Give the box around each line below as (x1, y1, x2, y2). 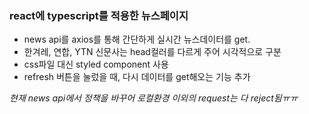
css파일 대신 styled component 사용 (23, 58, 169, 71)
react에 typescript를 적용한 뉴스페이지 (9, 8, 189, 22)
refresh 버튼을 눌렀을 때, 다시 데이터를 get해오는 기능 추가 (23, 71, 251, 83)
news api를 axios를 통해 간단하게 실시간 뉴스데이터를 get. (23, 33, 251, 46)
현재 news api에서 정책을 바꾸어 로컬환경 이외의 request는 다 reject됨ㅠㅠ (9, 92, 299, 104)
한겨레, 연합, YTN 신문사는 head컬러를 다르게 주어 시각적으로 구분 (23, 46, 282, 58)
